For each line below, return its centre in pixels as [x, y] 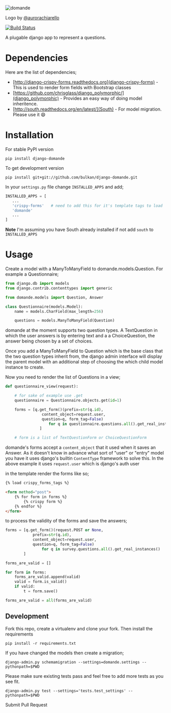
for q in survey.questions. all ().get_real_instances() [101, 549]
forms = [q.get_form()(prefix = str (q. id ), [59, 410]
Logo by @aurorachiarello [32, 18]
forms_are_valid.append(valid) [48, 577]
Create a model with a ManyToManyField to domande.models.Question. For [84, 269]
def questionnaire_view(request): [42, 387]
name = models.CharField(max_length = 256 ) [59, 311]
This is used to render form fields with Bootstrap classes [72, 87]
